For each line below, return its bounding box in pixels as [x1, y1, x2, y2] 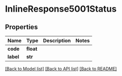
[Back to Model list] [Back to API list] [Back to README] [5, 66, 117, 72]
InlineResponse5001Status [5, 3, 117, 15]
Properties [5, 23, 38, 31]
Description [43, 38, 71, 44]
